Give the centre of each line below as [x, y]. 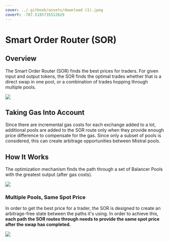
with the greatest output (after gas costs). [49, 175]
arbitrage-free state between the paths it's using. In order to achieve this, [82, 214]
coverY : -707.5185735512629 [35, 15]
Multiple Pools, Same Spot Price [45, 197]
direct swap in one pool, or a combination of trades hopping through [77, 81]
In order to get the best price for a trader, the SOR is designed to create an [83, 208]
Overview [21, 59]
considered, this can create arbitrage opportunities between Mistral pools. [83, 141]
